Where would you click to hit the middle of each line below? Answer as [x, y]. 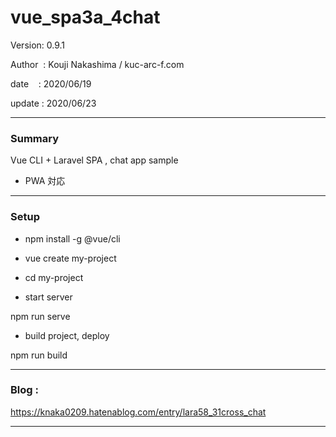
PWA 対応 [45, 181]
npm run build [39, 355]
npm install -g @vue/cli [72, 238]
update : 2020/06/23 [53, 103]
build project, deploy [67, 335]
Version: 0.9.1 [38, 45]
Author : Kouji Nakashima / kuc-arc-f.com [97, 64]
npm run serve [40, 316]
